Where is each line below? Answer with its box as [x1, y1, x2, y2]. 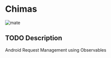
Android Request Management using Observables [5, 47, 107, 53]
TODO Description [5, 34, 63, 42]
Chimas [5, 3, 37, 15]
